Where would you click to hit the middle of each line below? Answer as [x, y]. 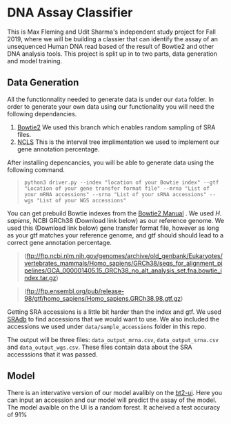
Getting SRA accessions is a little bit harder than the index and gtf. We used [114, 312]
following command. [36, 169]
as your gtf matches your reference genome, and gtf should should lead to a [115, 235]
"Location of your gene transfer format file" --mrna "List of [117, 188]
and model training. [35, 61]
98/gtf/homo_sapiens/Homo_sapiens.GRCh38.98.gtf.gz [102, 298]
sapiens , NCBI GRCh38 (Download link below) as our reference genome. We [116, 220]
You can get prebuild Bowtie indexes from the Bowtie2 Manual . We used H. [114, 213]
